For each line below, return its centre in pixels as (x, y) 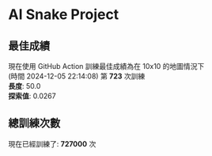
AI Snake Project (64, 15)
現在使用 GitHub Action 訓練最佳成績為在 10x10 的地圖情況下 (106, 66)
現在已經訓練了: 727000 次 (52, 143)
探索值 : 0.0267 (32, 96)
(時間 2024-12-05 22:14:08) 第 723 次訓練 (77, 76)
